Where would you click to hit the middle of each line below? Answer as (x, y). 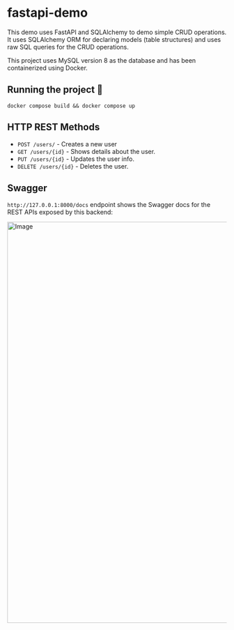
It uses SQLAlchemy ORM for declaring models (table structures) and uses (114, 39)
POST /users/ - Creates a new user (67, 144)
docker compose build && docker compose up (71, 106)
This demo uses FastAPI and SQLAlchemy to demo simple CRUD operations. (117, 32)
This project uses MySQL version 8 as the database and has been (102, 60)
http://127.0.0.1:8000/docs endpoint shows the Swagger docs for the (109, 205)
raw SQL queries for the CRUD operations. (68, 47)
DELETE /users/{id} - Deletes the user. (73, 166)
